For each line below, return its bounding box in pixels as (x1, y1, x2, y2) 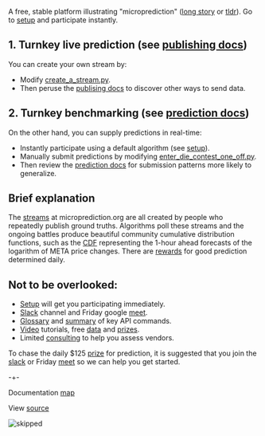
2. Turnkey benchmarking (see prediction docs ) (8, 107, 250, 120)
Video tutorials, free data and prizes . (19, 324, 140, 334)
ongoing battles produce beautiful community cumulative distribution (8, 230, 235, 239)
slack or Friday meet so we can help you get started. (8, 357, 181, 367)
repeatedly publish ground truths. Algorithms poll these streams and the (8, 221, 244, 230)
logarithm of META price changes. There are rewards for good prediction (8, 246, 247, 256)
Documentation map (8, 388, 76, 398)
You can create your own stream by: (8, 59, 127, 69)
